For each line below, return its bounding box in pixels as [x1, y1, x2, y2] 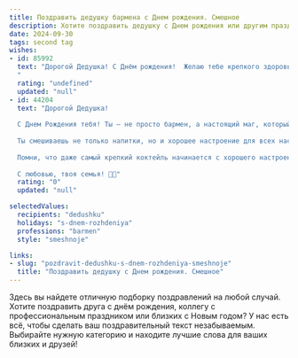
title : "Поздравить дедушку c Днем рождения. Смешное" [17, 268, 224, 276]
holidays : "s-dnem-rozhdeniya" [17, 218, 133, 227]
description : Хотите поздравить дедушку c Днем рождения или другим [9, 21, 268, 30]
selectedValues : [9, 202, 69, 211]
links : [9, 251, 34, 260]
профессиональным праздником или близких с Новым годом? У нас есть [9, 311, 289, 321]
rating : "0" [17, 178, 62, 187]
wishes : [9, 46, 38, 55]
